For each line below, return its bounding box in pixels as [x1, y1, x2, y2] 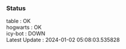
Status [6, 4, 26, 12]
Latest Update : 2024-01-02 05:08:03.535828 [6, 37, 120, 44]
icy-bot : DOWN [6, 30, 46, 37]
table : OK [6, 18, 31, 25]
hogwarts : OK [6, 24, 42, 31]
